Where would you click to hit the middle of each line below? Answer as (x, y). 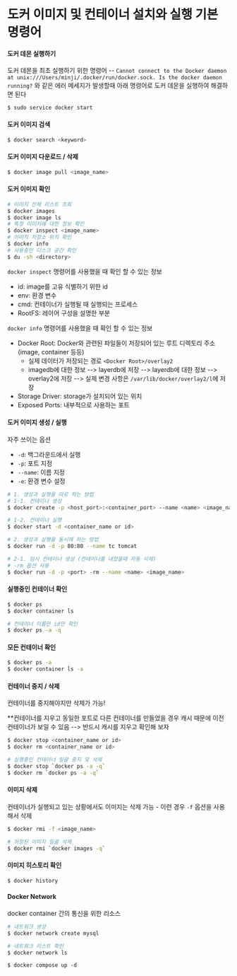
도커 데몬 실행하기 (32, 53)
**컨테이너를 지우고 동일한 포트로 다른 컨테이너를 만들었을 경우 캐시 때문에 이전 (116, 718)
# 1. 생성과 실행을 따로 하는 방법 (50, 494)
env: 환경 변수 (37, 295)
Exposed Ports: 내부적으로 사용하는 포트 (73, 405)
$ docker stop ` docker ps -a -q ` (56, 767)
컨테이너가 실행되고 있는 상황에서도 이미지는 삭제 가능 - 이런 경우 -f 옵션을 (110, 807)
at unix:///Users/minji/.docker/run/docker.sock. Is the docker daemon (115, 78)
